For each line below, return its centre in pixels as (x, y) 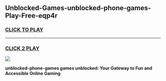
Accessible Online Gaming (33, 73)
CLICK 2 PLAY (22, 48)
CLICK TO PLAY (24, 30)
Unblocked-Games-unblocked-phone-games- (78, 8)
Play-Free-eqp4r (31, 16)
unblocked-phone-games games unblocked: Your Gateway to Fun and (79, 68)
